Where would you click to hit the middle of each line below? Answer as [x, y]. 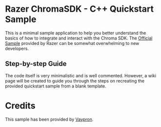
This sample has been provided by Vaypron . [49, 119]
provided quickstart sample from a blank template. [56, 86]
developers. [17, 48]
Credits [20, 106]
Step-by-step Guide [36, 64]
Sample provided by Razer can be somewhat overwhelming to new [72, 43]
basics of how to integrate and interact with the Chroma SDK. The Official [79, 38]
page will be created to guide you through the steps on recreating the [75, 81]
